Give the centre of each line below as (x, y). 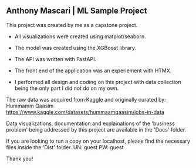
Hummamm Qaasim (30, 106)
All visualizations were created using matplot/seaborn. (80, 36)
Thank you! (20, 159)
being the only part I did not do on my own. (67, 88)
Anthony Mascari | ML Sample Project (77, 11)
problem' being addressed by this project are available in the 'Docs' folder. (96, 129)
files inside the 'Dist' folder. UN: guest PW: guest (65, 147)
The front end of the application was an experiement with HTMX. (93, 70)
